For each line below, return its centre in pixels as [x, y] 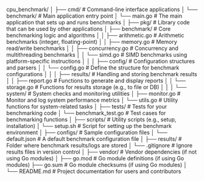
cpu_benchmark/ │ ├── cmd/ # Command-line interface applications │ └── [102, 9]
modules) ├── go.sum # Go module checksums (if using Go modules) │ [97, 165]
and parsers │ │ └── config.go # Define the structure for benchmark [93, 68]
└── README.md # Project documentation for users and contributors [94, 171]
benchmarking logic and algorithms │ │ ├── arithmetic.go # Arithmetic [95, 35]
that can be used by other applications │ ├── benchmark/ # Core [89, 29]
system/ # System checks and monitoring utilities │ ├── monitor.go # [93, 94]
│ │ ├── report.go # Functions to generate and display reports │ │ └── [96, 80]
